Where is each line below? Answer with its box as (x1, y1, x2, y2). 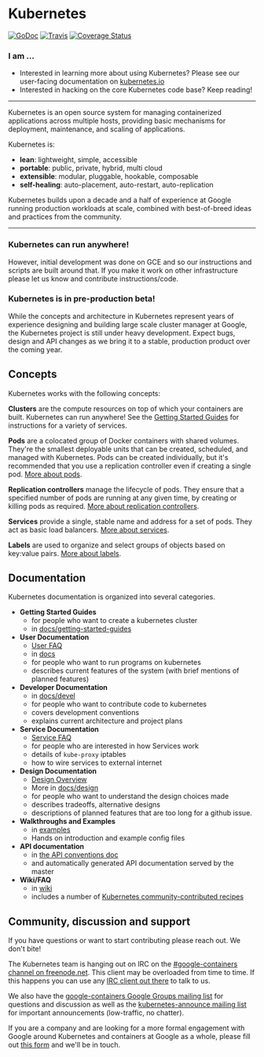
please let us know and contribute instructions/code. (8, 273, 179, 284)
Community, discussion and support (8, 914, 191, 928)
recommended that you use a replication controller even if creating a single (8, 461, 251, 470)
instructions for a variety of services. (8, 421, 127, 430)
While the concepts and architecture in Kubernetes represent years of (8, 311, 234, 321)
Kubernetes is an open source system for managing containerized (8, 108, 222, 117)
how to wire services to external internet (31, 758, 163, 768)
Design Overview (31, 775, 88, 784)
